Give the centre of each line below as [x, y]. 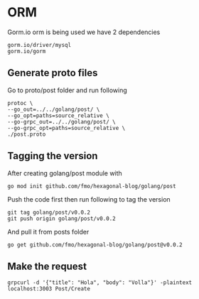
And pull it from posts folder [48, 232]
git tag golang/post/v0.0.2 [49, 212]
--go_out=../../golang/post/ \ [54, 109]
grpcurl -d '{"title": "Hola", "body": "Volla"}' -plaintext [100, 283]
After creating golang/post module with [65, 173]
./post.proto [27, 134]
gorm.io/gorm [27, 51]
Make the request [47, 266]
